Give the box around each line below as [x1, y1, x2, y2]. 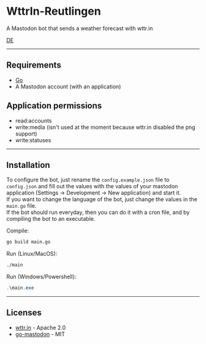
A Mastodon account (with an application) [15, 83, 121, 90]
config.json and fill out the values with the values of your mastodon [6, 183, 178, 190]
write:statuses [15, 136, 51, 143]
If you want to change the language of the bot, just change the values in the [6, 196, 198, 203]
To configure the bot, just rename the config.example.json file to [6, 176, 170, 183]
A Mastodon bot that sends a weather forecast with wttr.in [6, 25, 153, 32]
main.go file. [6, 202, 37, 210]
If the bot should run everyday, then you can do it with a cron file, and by [6, 208, 190, 216]
